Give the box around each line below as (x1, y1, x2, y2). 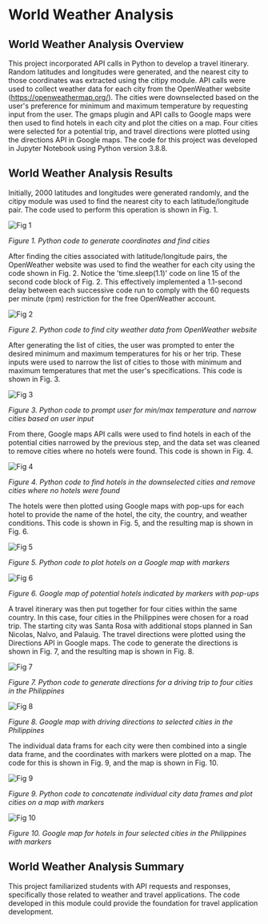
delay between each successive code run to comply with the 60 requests (8, 285, 250, 295)
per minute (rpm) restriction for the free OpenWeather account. (8, 293, 217, 303)
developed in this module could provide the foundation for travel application (8, 898, 258, 908)
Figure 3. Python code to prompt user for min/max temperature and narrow (8, 405, 257, 415)
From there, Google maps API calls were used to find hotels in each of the (8, 429, 251, 439)
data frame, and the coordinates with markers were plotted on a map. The (8, 749, 252, 759)
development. (8, 906, 54, 916)
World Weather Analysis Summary (8, 860, 185, 874)
